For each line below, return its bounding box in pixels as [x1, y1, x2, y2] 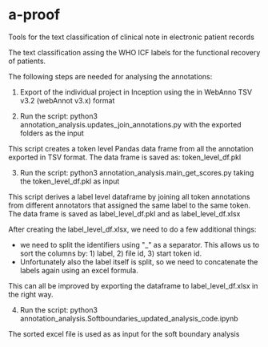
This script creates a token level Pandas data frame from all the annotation [8, 143, 254, 153]
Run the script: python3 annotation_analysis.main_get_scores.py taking [19, 167, 254, 177]
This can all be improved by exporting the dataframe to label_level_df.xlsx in [8, 280, 258, 290]
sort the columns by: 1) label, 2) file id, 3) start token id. [19, 248, 202, 258]
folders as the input [19, 128, 84, 138]
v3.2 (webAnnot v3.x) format [19, 95, 115, 105]
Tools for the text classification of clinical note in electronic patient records [8, 32, 254, 42]
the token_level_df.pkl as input [19, 176, 120, 186]
